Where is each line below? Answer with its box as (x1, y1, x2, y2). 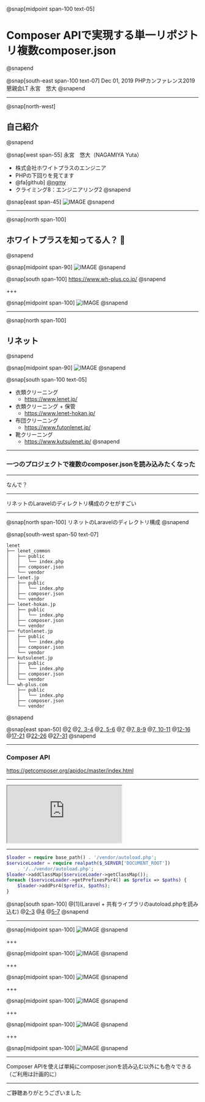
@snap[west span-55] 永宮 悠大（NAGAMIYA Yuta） (6, 151, 143, 158)
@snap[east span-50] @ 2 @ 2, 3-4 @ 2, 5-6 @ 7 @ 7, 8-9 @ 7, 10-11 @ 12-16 (6, 725, 191, 733)
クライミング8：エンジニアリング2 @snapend (15, 186, 131, 193)
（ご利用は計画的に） (6, 1070, 60, 1078)
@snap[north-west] (6, 102, 56, 109)
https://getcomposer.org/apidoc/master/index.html (6, 767, 134, 774)
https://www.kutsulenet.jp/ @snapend (24, 438, 120, 445)
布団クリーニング (15, 417, 59, 424)
